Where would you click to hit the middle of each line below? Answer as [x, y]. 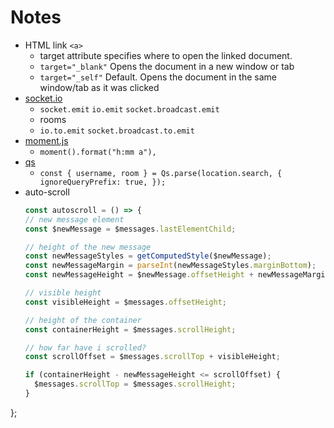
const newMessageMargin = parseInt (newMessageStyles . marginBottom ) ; [170, 266]
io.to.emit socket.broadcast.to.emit [117, 131]
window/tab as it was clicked [99, 87]
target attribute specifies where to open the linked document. [166, 55]
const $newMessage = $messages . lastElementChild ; [130, 229]
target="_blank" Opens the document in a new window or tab [167, 66]
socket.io [43, 98]
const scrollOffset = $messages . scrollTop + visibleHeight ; [152, 357]
